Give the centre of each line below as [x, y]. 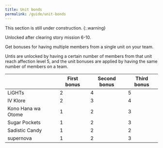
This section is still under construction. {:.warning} [55, 28]
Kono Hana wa [24, 108]
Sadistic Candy [25, 130]
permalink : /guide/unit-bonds [36, 14]
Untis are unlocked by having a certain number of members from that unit [78, 56]
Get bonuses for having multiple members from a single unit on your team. [79, 47]
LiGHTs [16, 93]
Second [107, 78]
